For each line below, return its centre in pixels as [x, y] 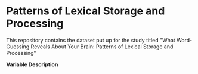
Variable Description [32, 64]
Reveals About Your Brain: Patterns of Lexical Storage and [102, 47]
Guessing [18, 47]
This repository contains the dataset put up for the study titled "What [91, 40]
